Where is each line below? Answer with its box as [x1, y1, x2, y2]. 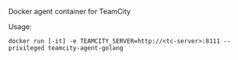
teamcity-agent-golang [47, 44, 124, 52]
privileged [8, 44, 45, 52]
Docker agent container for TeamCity [8, 7, 131, 16]
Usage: [8, 22, 32, 31]
